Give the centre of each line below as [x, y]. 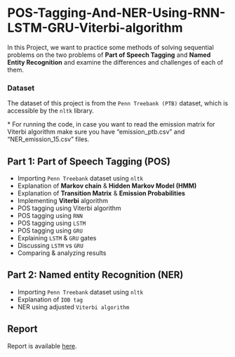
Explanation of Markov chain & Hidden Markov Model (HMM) [107, 186]
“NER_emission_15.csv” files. [48, 139]
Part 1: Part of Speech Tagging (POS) [89, 161]
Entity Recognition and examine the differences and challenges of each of [115, 62]
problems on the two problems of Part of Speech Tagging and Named [109, 55]
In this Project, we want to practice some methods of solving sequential [110, 47]
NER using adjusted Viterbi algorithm [73, 306]
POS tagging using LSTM [52, 223]
